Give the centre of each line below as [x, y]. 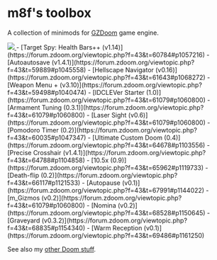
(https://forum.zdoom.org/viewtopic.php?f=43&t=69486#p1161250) [106, 235]
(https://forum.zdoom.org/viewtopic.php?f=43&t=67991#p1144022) [106, 190]
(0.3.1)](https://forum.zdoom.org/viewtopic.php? [134, 107]
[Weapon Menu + [33, 85]
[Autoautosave [29, 62]
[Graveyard [24, 220]
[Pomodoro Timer [33, 130]
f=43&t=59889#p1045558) [47, 69]
